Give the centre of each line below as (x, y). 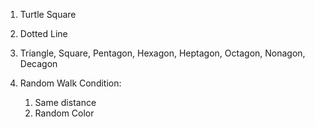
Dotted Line (43, 33)
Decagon (38, 63)
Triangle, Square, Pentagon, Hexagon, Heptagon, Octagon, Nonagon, (162, 53)
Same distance (65, 102)
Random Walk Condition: (70, 83)
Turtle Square (48, 14)
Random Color (64, 113)
